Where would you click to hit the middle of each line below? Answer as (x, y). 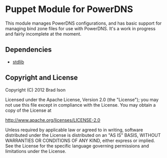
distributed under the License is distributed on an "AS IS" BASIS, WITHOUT (83, 135)
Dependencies (28, 50)
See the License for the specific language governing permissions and (77, 146)
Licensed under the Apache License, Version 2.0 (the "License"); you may (82, 100)
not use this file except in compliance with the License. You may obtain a (80, 105)
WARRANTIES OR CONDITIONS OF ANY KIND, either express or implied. (80, 140)
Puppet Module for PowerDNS (69, 9)
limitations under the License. (36, 151)
